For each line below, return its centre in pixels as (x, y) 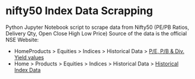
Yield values (29, 57)
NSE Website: (22, 39)
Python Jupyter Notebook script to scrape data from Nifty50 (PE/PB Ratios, (97, 27)
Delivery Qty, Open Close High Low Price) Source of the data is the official (96, 33)
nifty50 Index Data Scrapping (79, 11)
